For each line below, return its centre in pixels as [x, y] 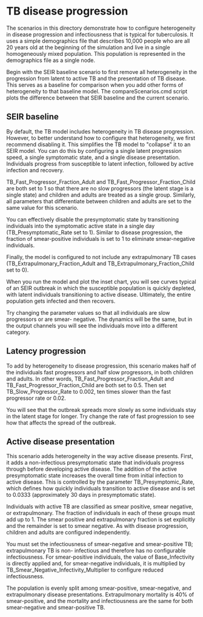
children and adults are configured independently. [69, 533]
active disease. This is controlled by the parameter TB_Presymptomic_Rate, [101, 482]
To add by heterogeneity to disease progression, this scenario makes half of [101, 366]
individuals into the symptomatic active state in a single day [81, 226]
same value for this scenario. [42, 207]
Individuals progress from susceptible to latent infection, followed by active [100, 164]
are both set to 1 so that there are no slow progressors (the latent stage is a [100, 188]
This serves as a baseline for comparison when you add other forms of [95, 85]
